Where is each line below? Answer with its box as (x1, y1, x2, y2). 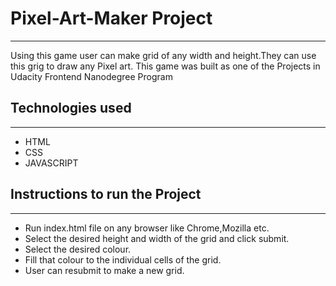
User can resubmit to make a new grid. (24, 264, 185, 276)
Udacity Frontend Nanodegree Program (10, 70, 173, 82)
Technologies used (10, 100, 132, 117)
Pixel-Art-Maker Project (10, 7, 213, 30)
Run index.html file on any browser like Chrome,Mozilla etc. (24, 222, 270, 234)
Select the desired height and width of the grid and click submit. (24, 232, 290, 244)
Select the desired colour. (24, 243, 132, 255)
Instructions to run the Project (10, 186, 202, 203)
